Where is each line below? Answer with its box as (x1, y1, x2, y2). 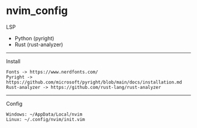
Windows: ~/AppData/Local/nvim (6, 111, 83, 117)
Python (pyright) (14, 34, 55, 41)
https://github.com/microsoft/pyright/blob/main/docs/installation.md (6, 79, 182, 85)
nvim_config (6, 4, 68, 18)
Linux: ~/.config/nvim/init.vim (6, 116, 85, 122)
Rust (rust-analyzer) (14, 41, 63, 48)
